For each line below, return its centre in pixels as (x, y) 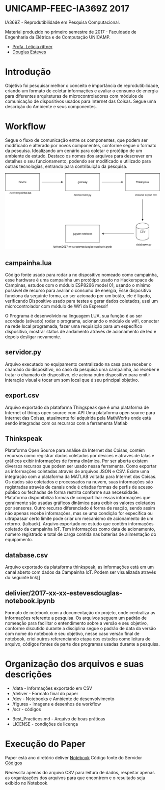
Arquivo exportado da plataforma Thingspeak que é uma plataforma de (77, 407)
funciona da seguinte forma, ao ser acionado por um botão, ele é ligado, (78, 296)
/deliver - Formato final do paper (45, 693)
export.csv (22, 395)
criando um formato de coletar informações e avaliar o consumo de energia (82, 91)
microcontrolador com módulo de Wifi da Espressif (56, 306)
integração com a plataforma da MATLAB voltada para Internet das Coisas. (81, 476)
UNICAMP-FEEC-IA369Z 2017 (67, 9)
